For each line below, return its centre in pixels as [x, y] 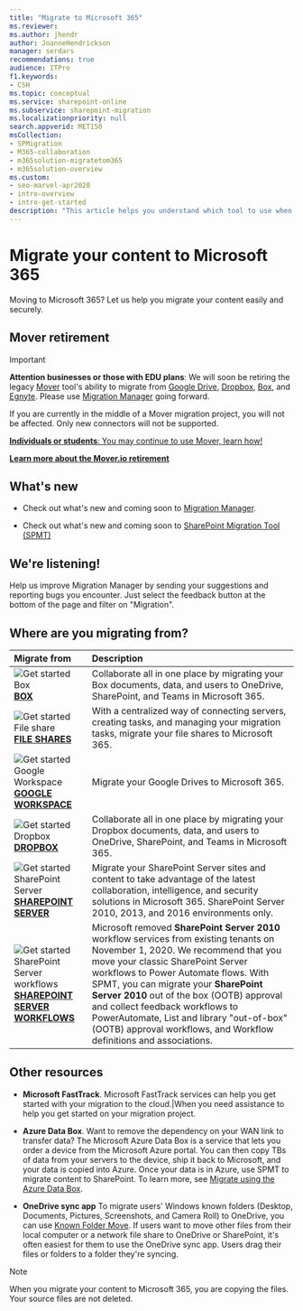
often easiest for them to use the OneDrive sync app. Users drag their [152, 1244]
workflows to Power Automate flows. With [180, 972]
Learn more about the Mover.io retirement [89, 458]
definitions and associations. [152, 1040]
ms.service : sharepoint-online [68, 102]
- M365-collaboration [50, 152]
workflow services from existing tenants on [183, 938]
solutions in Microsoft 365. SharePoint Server [188, 901]
